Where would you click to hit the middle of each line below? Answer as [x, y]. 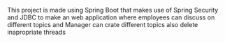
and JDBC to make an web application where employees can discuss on [111, 17]
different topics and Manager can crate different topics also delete [103, 25]
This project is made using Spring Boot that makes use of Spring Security [113, 10]
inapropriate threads [37, 32]
